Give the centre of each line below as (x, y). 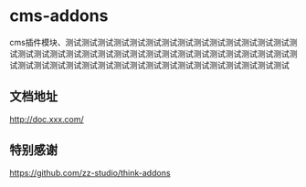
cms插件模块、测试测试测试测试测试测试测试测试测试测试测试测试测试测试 (149, 42)
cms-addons (59, 16)
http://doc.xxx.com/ (47, 119)
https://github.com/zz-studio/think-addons (90, 172)
